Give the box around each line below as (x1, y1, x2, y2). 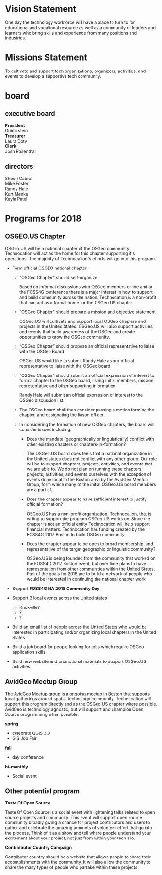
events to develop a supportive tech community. (5, 73, 101, 79)
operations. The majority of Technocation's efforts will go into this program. (5, 255, 156, 261)
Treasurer (5, 133, 26, 139)
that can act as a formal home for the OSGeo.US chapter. (19, 299, 133, 305)
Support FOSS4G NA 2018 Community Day (12, 585, 100, 591)
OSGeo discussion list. (19, 397, 65, 403)
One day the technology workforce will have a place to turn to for (5, 19, 135, 25)
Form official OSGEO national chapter (12, 265, 87, 271)
